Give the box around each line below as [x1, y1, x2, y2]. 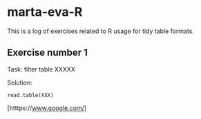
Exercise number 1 [7, 47, 88, 58]
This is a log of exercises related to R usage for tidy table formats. [7, 27, 195, 35]
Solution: [7, 78, 32, 87]
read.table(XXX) [7, 91, 54, 98]
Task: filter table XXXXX [7, 65, 76, 73]
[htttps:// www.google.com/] [7, 104, 86, 112]
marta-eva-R [7, 4, 83, 20]
